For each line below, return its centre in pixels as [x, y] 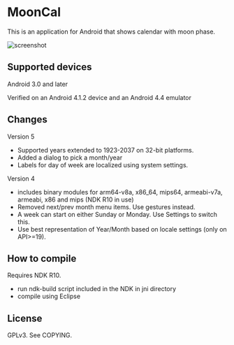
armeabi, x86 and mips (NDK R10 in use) [75, 199]
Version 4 [21, 178]
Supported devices [50, 67]
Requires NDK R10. [34, 275]
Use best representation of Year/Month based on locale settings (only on [122, 229]
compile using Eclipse [49, 296]
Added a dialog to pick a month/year [70, 157]
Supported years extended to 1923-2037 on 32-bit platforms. [105, 150]
